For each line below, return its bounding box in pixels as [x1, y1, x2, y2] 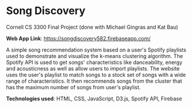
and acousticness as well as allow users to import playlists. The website [6, 65, 180, 72]
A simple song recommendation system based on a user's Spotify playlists [6, 46, 187, 53]
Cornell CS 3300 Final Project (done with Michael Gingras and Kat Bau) [6, 23, 178, 31]
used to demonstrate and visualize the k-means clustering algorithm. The [6, 52, 183, 59]
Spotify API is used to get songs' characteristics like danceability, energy [6, 59, 183, 66]
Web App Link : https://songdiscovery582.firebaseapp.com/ [6, 35, 151, 42]
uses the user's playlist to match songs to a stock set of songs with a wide [6, 71, 186, 78]
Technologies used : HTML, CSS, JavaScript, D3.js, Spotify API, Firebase [6, 95, 182, 102]
